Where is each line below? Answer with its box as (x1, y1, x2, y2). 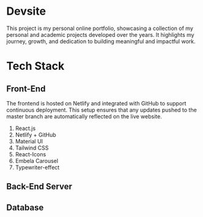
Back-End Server (6, 181, 72, 192)
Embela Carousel (15, 157, 59, 164)
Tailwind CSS (15, 144, 49, 151)
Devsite (6, 4, 46, 18)
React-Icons (15, 150, 46, 158)
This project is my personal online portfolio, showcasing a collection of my (6, 25, 194, 32)
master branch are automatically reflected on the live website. (6, 112, 162, 120)
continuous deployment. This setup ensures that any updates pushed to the (6, 106, 197, 113)
